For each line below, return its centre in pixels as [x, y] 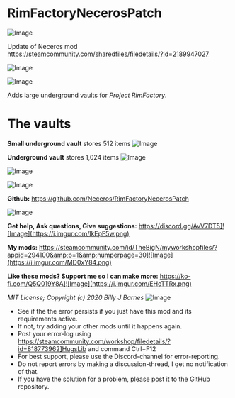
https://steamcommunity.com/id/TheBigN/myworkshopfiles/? [128, 247]
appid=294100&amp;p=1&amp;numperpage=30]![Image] [90, 255]
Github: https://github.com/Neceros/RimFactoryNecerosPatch [98, 198]
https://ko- [175, 276]
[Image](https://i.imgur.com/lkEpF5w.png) [68, 233]
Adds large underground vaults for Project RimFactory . [87, 95]
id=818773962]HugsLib [52, 348]
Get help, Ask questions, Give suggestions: [72, 226]
